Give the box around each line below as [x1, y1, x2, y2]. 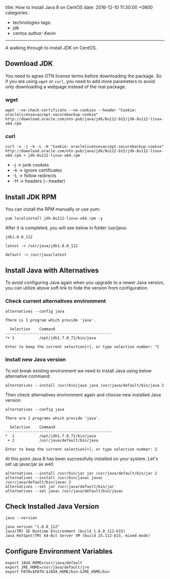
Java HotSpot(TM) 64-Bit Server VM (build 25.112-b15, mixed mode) [5, 533, 151, 539]
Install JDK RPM [5, 192, 57, 201]
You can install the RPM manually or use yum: [5, 206, 101, 212]
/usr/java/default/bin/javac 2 [5, 479, 71, 485]
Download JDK [5, 59, 53, 68]
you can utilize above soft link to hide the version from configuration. [5, 285, 149, 291]
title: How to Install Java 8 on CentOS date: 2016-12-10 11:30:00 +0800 [5, 5, 153, 10]
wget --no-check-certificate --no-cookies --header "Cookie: [5, 108, 137, 113]
